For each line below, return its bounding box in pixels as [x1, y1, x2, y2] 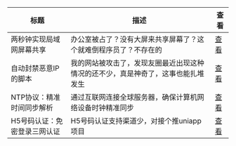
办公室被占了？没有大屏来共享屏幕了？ [70, 34, 198, 44]
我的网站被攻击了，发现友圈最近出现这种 [70, 58, 205, 67]
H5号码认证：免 [11, 116, 63, 126]
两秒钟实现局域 [11, 34, 61, 44]
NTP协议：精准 [11, 93, 61, 102]
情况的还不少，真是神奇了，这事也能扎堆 [70, 69, 205, 78]
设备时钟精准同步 [77, 103, 135, 112]
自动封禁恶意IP [11, 63, 60, 73]
